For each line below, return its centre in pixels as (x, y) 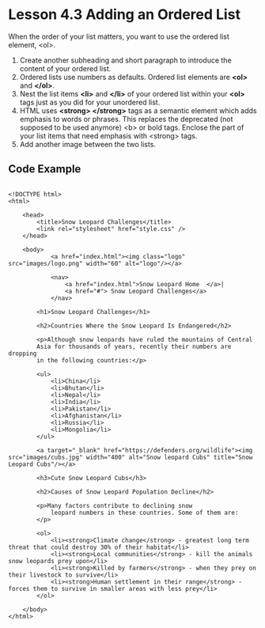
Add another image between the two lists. (88, 144)
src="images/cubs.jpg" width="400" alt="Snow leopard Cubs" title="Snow (131, 457)
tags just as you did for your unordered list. (90, 102)
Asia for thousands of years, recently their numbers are (134, 346)
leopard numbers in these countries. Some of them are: (144, 513)
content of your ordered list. (65, 68)
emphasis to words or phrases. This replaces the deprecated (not (126, 119)
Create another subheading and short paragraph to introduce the (125, 60)
